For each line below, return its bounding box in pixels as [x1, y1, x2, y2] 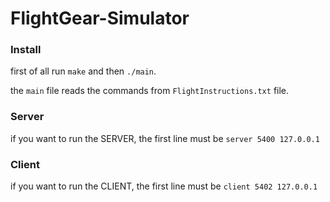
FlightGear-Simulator [10, 7, 190, 30]
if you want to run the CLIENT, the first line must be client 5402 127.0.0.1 [10, 180, 318, 192]
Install [10, 43, 42, 57]
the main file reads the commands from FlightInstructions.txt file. [10, 85, 290, 97]
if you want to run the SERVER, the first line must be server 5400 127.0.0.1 [10, 132, 320, 144]
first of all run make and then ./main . [10, 65, 157, 77]
